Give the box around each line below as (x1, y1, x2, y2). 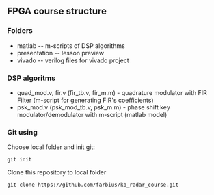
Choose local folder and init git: (7, 143, 96, 151)
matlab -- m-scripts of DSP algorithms (16, 41, 125, 50)
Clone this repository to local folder (7, 168, 107, 177)
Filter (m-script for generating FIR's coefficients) (16, 96, 154, 104)
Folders (7, 26, 33, 36)
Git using (7, 127, 38, 137)
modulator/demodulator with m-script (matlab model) (16, 110, 168, 118)
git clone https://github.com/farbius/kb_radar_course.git (7, 181, 179, 189)
